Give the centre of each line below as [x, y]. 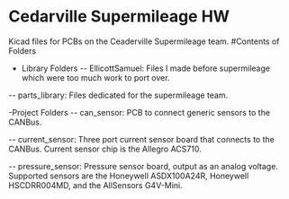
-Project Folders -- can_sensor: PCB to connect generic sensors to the [140, 112]
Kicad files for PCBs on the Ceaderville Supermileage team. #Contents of [144, 41]
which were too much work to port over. [95, 77]
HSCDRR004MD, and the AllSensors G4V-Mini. [95, 185]
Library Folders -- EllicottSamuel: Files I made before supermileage [146, 68]
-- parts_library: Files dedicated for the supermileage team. [118, 95]
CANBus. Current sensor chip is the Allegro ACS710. [105, 149]
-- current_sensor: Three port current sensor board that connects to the [142, 139]
